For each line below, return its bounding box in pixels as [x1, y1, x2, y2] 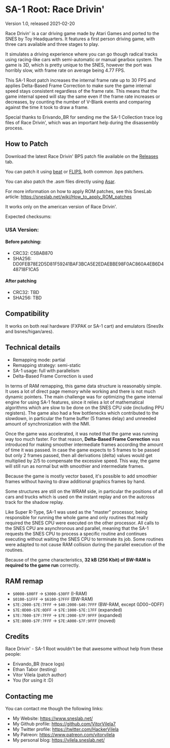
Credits [5, 632, 29, 640]
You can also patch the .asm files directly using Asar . [5, 178, 116, 184]
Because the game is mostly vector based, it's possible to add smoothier [5, 473, 157, 479]
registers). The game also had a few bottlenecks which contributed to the [5, 410, 159, 416]
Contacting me [5, 692, 53, 701]
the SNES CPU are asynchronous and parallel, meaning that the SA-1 [5, 525, 149, 531]
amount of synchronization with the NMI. [5, 420, 90, 426]
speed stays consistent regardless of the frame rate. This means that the [5, 88, 157, 94]
